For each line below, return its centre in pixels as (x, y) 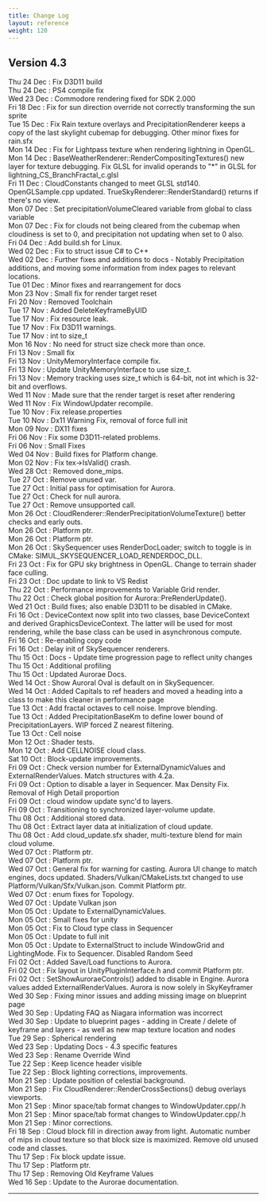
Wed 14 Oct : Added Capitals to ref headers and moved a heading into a (126, 691)
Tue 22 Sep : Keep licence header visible (75, 1063)
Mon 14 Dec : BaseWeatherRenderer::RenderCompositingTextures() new (126, 158)
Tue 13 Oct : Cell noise (45, 734)
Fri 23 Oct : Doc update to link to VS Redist (78, 581)
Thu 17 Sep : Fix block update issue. (67, 1157)
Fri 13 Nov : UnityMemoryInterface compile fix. (85, 361)
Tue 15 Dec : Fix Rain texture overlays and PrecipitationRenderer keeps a (127, 124)
